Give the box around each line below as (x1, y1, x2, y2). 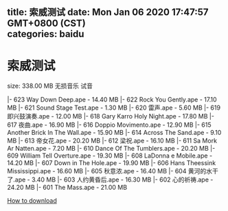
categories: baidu (7, 28, 84, 40)
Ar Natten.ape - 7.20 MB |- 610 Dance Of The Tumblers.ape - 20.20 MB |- (7, 145, 216, 153)
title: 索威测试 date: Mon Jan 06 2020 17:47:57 (7, 6, 209, 18)
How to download (7, 197, 57, 205)
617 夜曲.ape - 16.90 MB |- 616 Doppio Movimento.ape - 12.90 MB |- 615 (7, 121, 212, 129)
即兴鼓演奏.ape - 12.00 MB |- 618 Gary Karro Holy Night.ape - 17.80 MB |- (7, 112, 215, 121)
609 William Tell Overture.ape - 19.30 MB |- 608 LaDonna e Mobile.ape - (7, 151, 213, 160)
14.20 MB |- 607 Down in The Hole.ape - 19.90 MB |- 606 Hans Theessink (7, 159, 216, 167)
